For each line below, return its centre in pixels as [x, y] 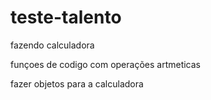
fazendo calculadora [52, 45]
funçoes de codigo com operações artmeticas [106, 64]
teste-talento [66, 17]
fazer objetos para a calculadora [77, 83]
